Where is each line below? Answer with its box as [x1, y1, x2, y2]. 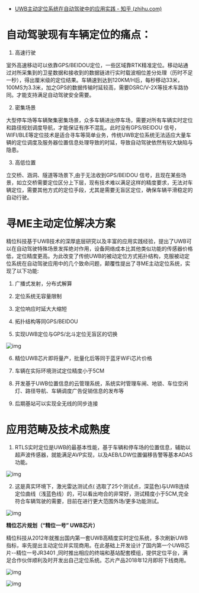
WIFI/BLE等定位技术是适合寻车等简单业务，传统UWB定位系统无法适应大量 [6, 131, 187, 138]
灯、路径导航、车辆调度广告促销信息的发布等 [14, 387, 124, 394]
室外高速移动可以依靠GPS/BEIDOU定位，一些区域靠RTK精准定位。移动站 [6, 61, 184, 68]
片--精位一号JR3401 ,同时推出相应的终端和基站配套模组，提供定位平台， [6, 549, 183, 556]
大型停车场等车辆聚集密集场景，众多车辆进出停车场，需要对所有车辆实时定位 [6, 116, 193, 124]
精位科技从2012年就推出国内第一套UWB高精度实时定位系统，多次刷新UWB [6, 534, 188, 541]
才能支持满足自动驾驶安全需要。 [16, 91, 95, 98]
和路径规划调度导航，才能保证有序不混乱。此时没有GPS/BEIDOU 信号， [6, 124, 179, 131]
